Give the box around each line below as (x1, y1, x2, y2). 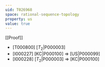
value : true (5, 21, 30, 26)
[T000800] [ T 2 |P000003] (12, 44, 66, 52)
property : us (5, 16, 32, 21)
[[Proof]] (5, 35, 23, 41)
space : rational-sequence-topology (5, 12, 79, 17)
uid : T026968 (5, 7, 32, 12)
